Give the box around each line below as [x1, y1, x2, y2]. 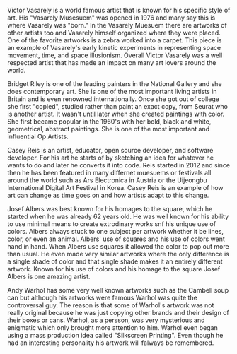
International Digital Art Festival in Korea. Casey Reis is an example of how [7, 184, 224, 191]
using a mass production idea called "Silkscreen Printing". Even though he [7, 331, 224, 339]
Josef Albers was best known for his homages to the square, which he [7, 205, 213, 213]
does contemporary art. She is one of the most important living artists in [7, 88, 217, 95]
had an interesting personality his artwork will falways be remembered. [7, 338, 214, 347]
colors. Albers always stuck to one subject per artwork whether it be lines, [7, 228, 224, 235]
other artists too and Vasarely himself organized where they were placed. [7, 28, 221, 37]
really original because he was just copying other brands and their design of [7, 309, 229, 317]
